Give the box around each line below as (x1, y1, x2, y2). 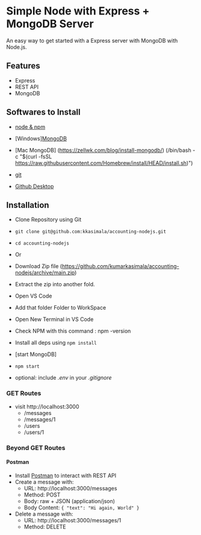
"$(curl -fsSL (19, 152, 52, 160)
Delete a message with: (14, 510, 73, 518)
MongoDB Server (6, 17, 94, 31)
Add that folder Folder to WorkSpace (14, 304, 107, 311)
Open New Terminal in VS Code (14, 316, 94, 323)
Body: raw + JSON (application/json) (23, 497, 116, 504)
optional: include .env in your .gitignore (14, 374, 113, 381)
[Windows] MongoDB (14, 134, 67, 142)
